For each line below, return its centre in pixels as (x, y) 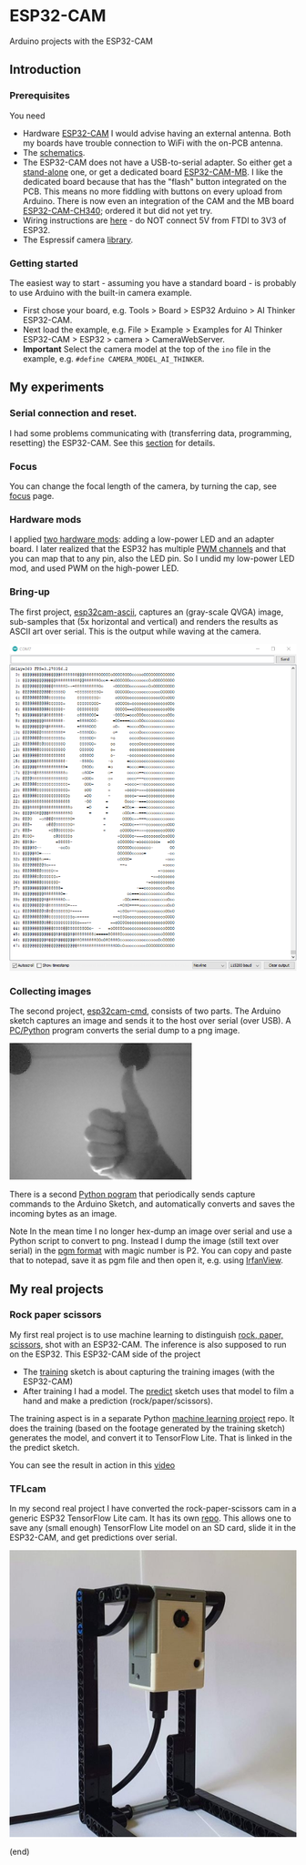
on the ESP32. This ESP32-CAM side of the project (105, 1354)
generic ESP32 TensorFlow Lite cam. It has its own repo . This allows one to (150, 1518)
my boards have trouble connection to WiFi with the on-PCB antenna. (153, 143)
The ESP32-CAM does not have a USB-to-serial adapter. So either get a (158, 162)
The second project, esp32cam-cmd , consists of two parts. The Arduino (145, 1011)
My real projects (57, 1289)
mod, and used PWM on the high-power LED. (94, 568)
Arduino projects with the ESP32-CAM (81, 41)
